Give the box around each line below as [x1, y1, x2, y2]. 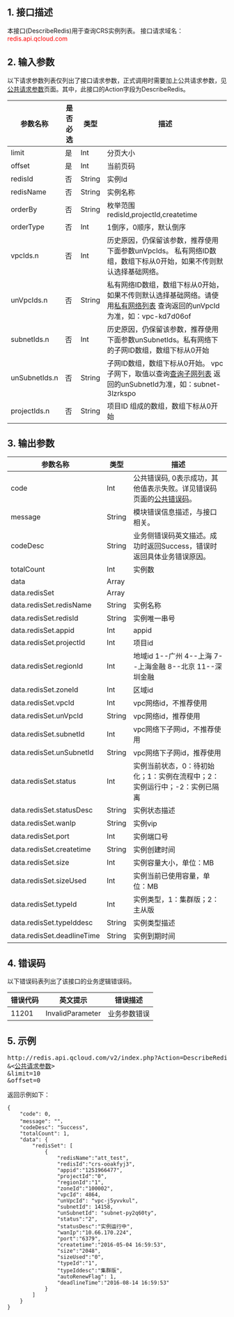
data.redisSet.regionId [10, 662, 84, 671]
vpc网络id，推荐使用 [133, 711, 201, 721]
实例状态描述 [133, 805, 175, 815]
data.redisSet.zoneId [10, 685, 79, 694]
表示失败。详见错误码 [147, 484, 217, 493]
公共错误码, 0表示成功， [133, 473, 212, 483]
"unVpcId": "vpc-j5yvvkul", [56, 1198, 139, 1205]
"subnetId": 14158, [56, 1203, 114, 1211]
